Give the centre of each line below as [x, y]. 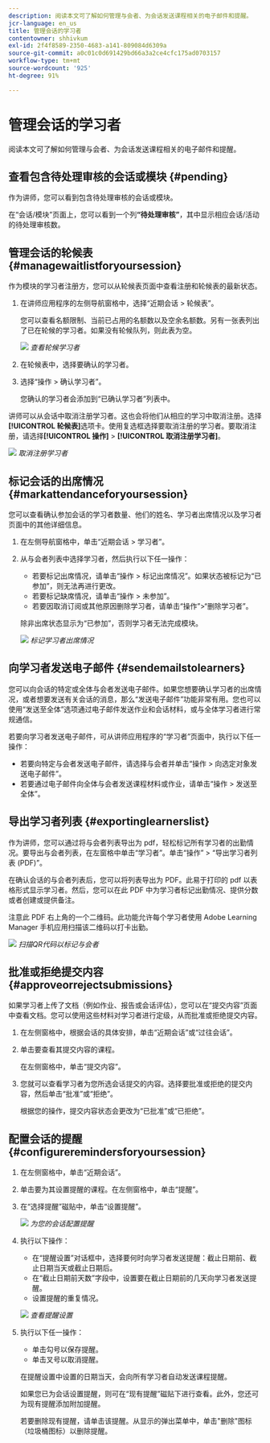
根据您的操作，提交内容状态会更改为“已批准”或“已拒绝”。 [114, 1111]
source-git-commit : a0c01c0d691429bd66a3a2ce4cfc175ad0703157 [115, 53]
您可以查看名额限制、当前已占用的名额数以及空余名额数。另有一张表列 [136, 320]
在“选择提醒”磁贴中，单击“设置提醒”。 [83, 1207]
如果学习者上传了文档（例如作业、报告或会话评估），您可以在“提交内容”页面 [133, 1005]
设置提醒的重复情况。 [67, 1298]
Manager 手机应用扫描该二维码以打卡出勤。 [80, 927]
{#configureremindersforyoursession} [107, 1152]
